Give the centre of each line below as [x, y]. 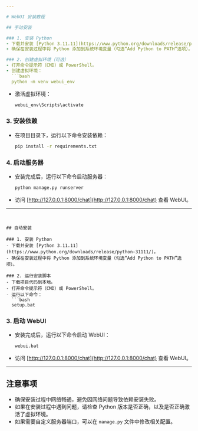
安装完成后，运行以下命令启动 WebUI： [62, 335]
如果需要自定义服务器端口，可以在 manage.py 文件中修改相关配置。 [95, 421]
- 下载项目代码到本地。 [31, 282]
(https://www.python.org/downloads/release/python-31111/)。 [82, 252]
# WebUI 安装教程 [26, 17]
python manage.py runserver [49, 187]
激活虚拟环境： [33, 94]
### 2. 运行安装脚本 [29, 276]
